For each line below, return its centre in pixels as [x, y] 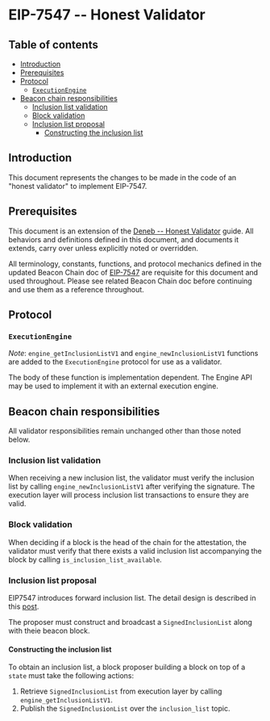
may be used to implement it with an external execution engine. [114, 386]
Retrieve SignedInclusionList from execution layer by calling [121, 691]
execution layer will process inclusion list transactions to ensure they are [129, 495]
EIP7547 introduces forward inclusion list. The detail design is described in [132, 598]
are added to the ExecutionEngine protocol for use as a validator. [115, 362]
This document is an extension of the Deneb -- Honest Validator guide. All [131, 231]
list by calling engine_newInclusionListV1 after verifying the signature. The [132, 487]
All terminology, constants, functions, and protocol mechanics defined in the [135, 263]
